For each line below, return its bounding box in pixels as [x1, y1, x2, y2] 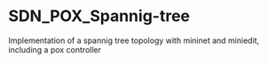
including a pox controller [8, 44, 102, 54]
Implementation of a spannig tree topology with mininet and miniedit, [8, 35, 260, 46]
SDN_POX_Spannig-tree [8, 6, 191, 26]
